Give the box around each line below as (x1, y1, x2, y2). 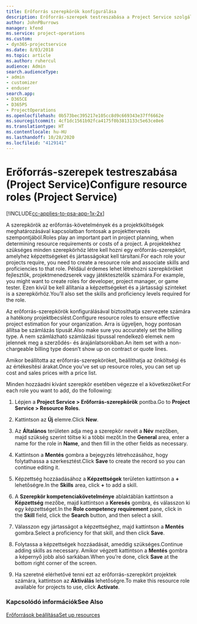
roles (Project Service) (6, 190, 118, 204)
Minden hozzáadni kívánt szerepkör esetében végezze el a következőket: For (6, 380, 191, 387)
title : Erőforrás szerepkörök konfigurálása (6, 8, 117, 15)
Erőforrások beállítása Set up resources (6, 611, 101, 618)
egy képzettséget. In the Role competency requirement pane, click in (14, 505, 182, 512)
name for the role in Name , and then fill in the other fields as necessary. (14, 440, 188, 447)
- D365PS (6, 101, 28, 108)
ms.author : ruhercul (6, 58, 57, 64)
